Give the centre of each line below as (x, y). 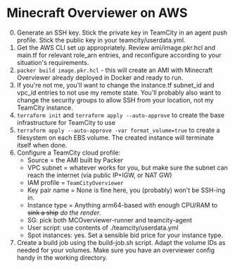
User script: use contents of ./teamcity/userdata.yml (103, 227)
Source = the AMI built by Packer (75, 160)
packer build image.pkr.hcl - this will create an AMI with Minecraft (114, 70)
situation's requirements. (53, 62)
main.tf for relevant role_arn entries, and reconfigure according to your (119, 55)
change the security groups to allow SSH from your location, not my (115, 100)
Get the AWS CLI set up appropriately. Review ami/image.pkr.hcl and (116, 47)
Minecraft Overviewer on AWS (97, 13)
